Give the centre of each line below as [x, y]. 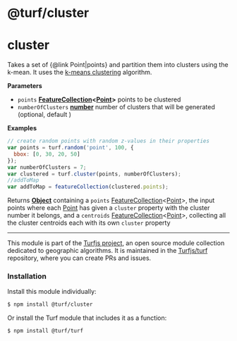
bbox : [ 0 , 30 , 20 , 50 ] [47, 154]
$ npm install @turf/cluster [50, 304]
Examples [22, 128]
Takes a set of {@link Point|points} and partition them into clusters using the [118, 65]
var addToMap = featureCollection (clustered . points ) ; [88, 187]
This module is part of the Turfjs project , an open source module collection [116, 243]
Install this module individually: [52, 292]
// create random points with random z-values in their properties [109, 141]
